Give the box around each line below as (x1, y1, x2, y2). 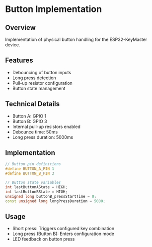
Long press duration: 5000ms (12, 134, 74, 140)
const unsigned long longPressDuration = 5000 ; (5, 198, 106, 204)
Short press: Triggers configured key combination (12, 226, 115, 232)
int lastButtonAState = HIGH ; (5, 184, 68, 190)
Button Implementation (5, 3, 102, 15)
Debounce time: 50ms (12, 128, 58, 135)
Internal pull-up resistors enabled (12, 123, 81, 129)
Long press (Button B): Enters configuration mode (12, 231, 114, 237)
